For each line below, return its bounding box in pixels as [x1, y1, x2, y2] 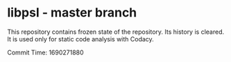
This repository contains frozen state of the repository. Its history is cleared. [7, 28, 224, 36]
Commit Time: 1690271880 [7, 48, 85, 56]
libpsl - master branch [7, 5, 137, 21]
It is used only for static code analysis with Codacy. [7, 34, 154, 43]
